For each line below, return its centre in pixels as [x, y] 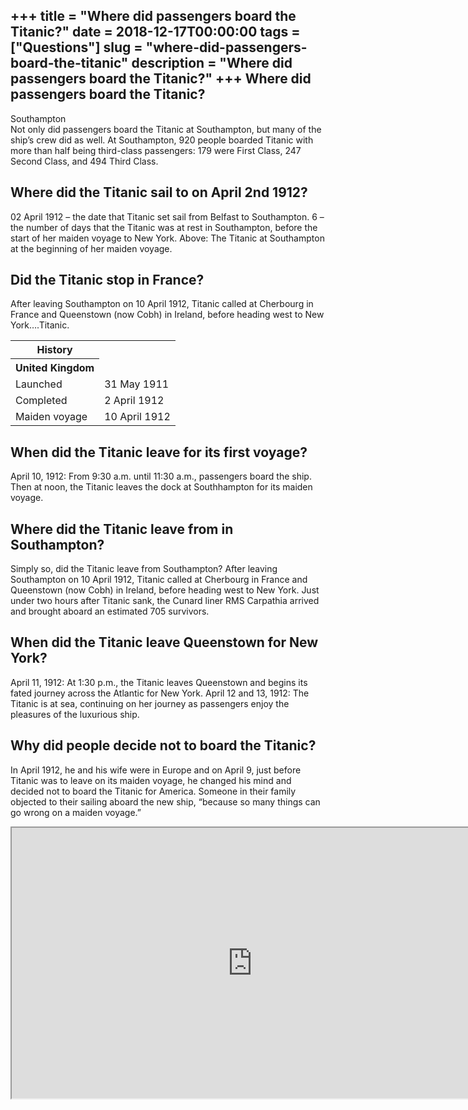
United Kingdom [55, 368]
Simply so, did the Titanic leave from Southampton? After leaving [144, 569]
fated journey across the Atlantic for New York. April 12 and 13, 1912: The [160, 693]
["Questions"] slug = [76, 47]
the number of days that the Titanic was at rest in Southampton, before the [164, 227]
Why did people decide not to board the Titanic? [163, 745]
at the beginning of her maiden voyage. [91, 248]
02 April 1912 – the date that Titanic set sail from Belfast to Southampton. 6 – [167, 216]
